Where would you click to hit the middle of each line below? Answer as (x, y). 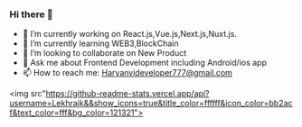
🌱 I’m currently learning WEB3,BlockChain (100, 43)
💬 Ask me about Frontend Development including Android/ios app (144, 63)
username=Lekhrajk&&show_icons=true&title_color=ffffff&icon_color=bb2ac (151, 104)
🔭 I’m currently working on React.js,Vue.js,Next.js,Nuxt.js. (130, 34)
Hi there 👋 (32, 14)
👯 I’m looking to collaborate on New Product (104, 53)
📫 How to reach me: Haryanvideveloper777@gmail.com (127, 73)
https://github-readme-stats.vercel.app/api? (127, 94)
